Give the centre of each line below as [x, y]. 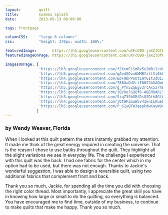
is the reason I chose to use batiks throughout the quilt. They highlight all [80, 150]
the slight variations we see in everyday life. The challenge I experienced [80, 155]
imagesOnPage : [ [22, 64]
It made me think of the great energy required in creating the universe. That [83, 144]
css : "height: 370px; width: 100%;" [54, 42]
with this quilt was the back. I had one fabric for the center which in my [78, 160]
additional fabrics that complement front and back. [57, 176]
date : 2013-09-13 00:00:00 [43, 19]
